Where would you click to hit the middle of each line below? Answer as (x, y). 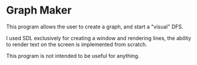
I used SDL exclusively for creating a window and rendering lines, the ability (99, 38)
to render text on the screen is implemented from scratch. (77, 44)
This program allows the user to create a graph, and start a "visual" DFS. (95, 27)
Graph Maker (39, 10)
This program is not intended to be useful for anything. (73, 56)
